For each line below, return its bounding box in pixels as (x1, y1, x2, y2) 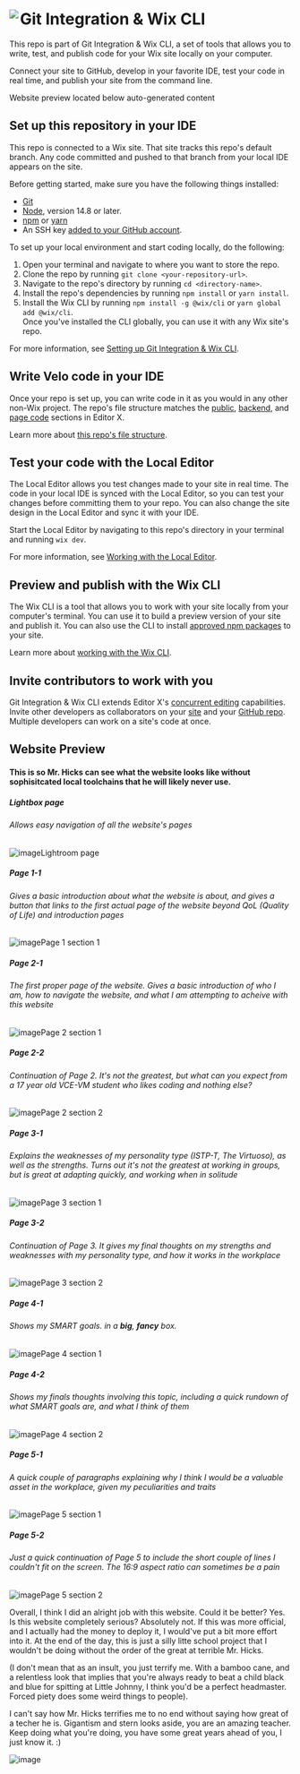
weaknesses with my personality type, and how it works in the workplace (9, 1249, 281, 1260)
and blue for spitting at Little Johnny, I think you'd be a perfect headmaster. (9, 1681, 287, 1692)
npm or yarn (21, 215, 68, 226)
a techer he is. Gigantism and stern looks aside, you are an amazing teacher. (9, 1718, 291, 1728)
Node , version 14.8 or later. (21, 205, 123, 216)
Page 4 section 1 (40, 1349, 102, 1359)
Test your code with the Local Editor (9, 455, 215, 470)
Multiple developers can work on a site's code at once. (9, 716, 212, 726)
